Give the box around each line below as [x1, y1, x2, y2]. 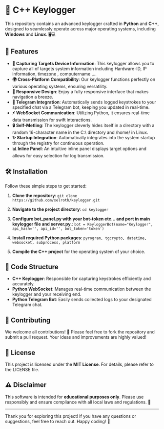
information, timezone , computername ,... [12, 71, 97, 76]
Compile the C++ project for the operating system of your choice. [12, 249, 145, 254]
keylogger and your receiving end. [12, 291, 82, 297]
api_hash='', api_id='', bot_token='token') [12, 226, 104, 231]
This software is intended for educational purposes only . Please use [5, 394, 144, 400]
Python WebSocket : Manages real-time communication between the [12, 286, 151, 292]
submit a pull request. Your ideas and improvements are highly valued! [5, 334, 146, 340]
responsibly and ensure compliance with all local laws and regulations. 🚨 [5, 399, 151, 405]
